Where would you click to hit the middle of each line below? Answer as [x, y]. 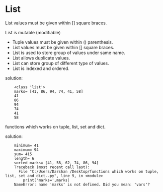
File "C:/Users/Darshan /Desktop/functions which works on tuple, [88, 171]
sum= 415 [23, 154]
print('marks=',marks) [46, 180]
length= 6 [24, 158]
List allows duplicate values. [41, 58]
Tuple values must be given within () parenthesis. [63, 42]
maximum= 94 [26, 150]
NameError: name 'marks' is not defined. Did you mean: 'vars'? [82, 185]
